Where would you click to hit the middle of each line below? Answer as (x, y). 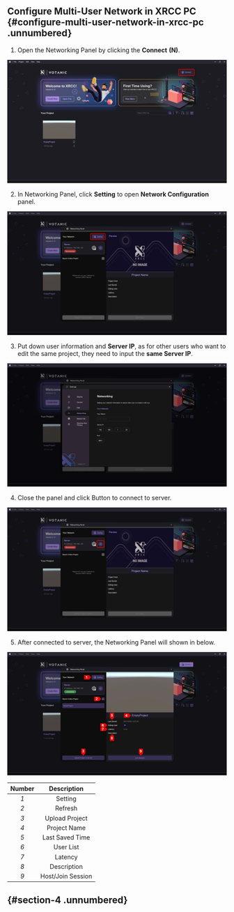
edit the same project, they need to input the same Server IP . (105, 353)
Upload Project (67, 818)
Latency (66, 857)
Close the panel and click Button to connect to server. (94, 498)
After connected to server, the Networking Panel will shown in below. (116, 642)
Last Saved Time (66, 837)
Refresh (66, 808)
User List (66, 847)
